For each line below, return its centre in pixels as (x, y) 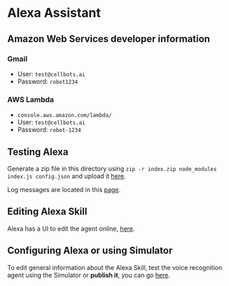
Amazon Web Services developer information (109, 39)
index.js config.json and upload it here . (67, 176)
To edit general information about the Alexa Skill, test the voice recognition (115, 267)
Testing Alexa (38, 152)
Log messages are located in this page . (64, 189)
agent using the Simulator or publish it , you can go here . (89, 275)
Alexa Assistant (54, 13)
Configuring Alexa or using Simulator (90, 251)
